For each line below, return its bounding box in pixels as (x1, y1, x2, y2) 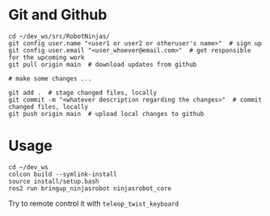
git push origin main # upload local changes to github (8, 110, 205, 118)
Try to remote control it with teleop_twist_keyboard (8, 198, 179, 208)
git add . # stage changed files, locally (8, 89, 158, 97)
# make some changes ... (8, 74, 92, 82)
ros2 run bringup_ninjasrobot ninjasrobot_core (8, 184, 172, 193)
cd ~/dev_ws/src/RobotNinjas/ (8, 32, 111, 40)
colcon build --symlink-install (8, 170, 117, 178)
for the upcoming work (8, 53, 85, 61)
